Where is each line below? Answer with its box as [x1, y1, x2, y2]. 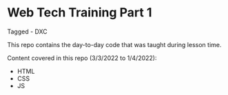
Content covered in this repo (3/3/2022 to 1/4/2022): [7, 53, 157, 62]
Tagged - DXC [7, 27, 48, 36]
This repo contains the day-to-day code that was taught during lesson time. [7, 40, 222, 49]
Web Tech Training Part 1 [7, 5, 153, 21]
